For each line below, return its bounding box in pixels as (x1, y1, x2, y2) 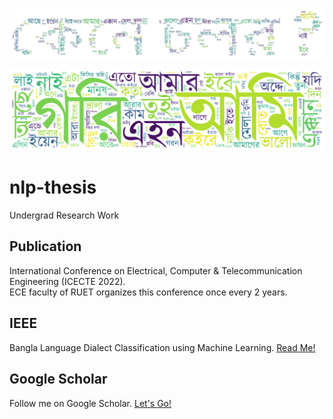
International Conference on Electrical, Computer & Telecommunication (9, 264, 303, 277)
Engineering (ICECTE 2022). (9, 275, 126, 287)
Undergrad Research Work (9, 209, 120, 222)
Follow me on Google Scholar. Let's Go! (9, 397, 172, 409)
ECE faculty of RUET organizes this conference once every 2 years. (9, 286, 288, 298)
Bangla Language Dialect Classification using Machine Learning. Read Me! (9, 341, 316, 353)
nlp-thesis (9, 176, 97, 199)
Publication (9, 238, 82, 255)
